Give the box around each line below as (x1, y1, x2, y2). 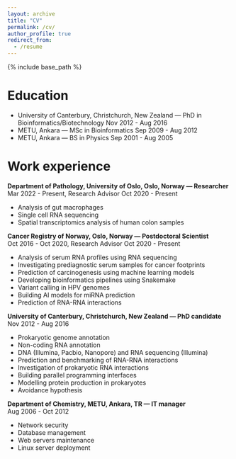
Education (7, 88, 69, 103)
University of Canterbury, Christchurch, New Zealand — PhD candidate (7, 312, 222, 320)
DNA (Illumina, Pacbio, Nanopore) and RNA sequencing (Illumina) (17, 348, 208, 356)
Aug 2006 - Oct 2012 (7, 407, 69, 415)
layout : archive (7, 10, 55, 18)
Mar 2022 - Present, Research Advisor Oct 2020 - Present (7, 189, 179, 198)
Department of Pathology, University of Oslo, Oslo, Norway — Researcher (7, 181, 229, 190)
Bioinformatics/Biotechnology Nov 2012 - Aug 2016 (17, 118, 168, 127)
